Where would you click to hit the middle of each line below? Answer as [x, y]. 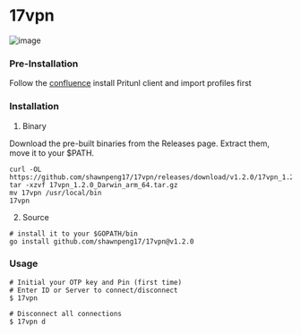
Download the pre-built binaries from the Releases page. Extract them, [140, 143]
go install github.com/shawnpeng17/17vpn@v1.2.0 [102, 241]
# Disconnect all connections [66, 314]
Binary [34, 125]
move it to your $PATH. [52, 152]
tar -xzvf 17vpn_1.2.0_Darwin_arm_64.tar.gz [94, 185]
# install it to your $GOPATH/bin [74, 234]
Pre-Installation [44, 64]
